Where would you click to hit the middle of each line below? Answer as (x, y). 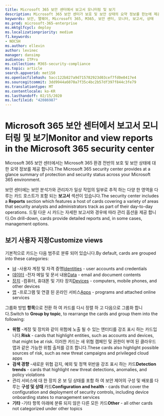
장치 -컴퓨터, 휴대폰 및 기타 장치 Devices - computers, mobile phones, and (84, 280)
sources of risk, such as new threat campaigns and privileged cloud (80, 353)
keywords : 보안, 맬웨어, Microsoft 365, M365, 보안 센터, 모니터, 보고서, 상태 (79, 19)
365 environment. (23, 180)
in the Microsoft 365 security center (80, 149)
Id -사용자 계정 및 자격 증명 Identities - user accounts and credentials (80, 268)
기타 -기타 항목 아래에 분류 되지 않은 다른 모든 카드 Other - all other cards (82, 403)
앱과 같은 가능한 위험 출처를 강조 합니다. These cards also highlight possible (85, 347)
